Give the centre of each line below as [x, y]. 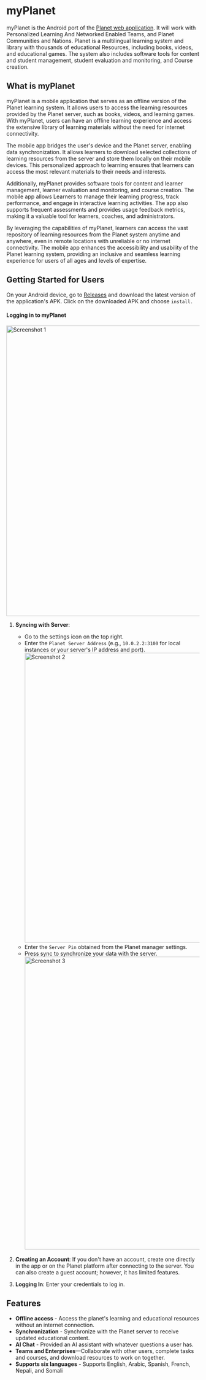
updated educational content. [52, 1338]
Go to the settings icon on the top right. [74, 637]
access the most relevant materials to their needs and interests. [86, 171]
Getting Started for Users [55, 280]
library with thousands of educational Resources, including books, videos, [100, 47]
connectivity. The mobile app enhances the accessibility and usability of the [102, 247]
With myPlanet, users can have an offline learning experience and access [99, 120]
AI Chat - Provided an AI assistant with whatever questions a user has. [105, 1344]
